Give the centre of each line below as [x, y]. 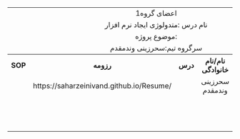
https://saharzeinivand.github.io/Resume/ [102, 86]
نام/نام [215, 61]
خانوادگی [215, 69]
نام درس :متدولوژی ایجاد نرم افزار [156, 25]
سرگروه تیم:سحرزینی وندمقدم [156, 48]
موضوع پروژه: [156, 36]
